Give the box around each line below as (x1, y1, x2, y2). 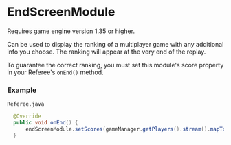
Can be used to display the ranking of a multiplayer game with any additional (7, 40, 224, 48)
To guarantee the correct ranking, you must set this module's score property (7, 60, 224, 69)
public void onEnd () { (13, 120, 78, 126)
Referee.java (7, 101, 45, 108)
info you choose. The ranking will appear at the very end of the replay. (7, 47, 206, 56)
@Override (13, 113, 41, 120)
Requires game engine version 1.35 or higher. (7, 27, 135, 35)
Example (7, 85, 37, 95)
